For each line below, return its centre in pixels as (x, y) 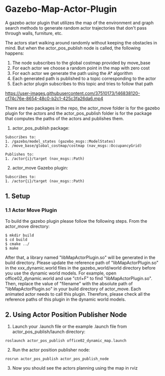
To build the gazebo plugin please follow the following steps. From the (76, 221)
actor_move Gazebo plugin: (40, 168)
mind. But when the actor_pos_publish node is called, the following (73, 48)
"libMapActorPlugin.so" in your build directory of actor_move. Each (73, 289)
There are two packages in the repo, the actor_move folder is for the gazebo (82, 108)
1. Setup (18, 196)
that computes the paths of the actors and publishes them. (65, 118)
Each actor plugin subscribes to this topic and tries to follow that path (83, 84)
